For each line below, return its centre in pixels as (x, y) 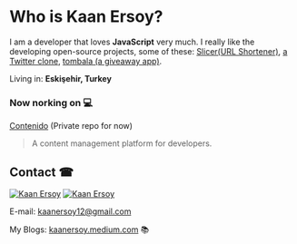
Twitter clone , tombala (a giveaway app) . (86, 61)
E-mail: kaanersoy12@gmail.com (70, 211)
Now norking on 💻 (51, 102)
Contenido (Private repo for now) (71, 126)
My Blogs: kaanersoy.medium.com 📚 (79, 229)
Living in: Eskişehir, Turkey (60, 78)
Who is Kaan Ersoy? (86, 17)
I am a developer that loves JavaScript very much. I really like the (132, 42)
